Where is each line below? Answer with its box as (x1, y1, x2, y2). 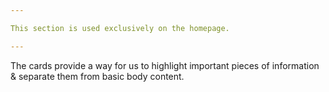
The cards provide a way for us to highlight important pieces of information (10, 59, 320, 71)
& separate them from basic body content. (10, 70, 185, 82)
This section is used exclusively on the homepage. (10, 23, 230, 33)
